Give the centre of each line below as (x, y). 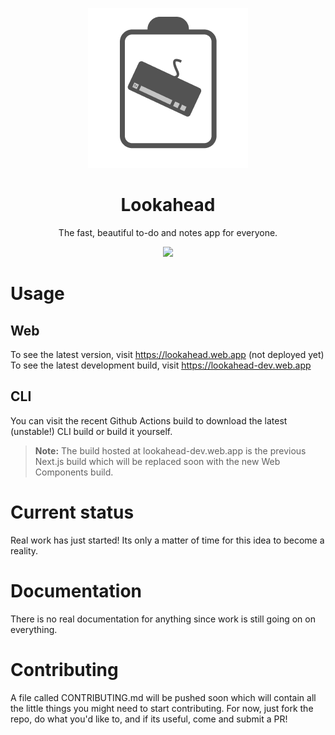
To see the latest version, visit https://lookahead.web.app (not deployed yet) (167, 354)
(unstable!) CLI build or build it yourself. (91, 431)
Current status (72, 512)
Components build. (74, 472)
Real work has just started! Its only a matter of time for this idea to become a (167, 540)
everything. (34, 629)
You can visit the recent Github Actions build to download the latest (149, 420)
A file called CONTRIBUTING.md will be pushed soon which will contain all (163, 697)
